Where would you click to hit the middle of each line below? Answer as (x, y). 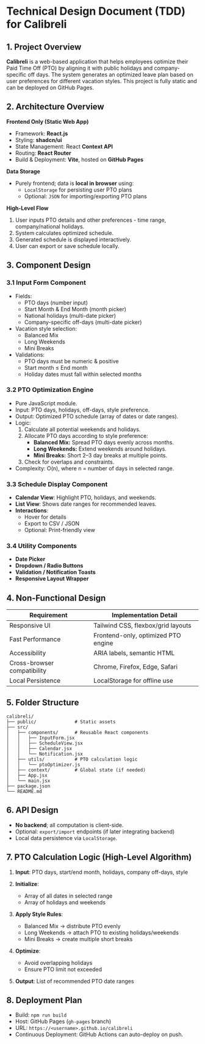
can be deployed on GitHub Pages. (50, 88)
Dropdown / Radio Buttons (49, 566)
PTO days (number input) (56, 302)
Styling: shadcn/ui (38, 140)
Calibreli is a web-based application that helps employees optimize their (97, 62)
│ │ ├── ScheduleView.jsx (45, 743)
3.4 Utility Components (42, 546)
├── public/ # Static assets (61, 722)
